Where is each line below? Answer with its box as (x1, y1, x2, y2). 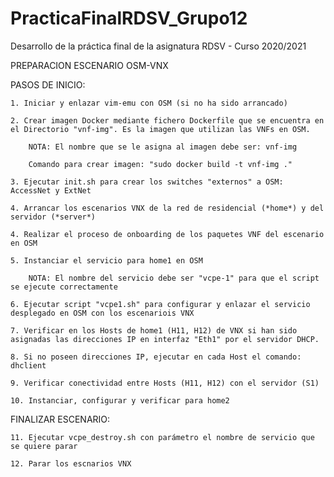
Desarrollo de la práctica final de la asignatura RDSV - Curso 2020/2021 (10, 40, 307, 52)
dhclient (10, 360, 47, 371)
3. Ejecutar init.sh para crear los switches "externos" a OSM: (10, 177, 284, 187)
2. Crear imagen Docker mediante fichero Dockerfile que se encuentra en (10, 115, 325, 126)
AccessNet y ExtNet (10, 185, 92, 196)
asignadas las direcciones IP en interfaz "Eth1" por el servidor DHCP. (10, 334, 320, 344)
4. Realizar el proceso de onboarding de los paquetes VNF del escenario (10, 229, 325, 239)
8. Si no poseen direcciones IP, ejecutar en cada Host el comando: (10, 352, 302, 362)
